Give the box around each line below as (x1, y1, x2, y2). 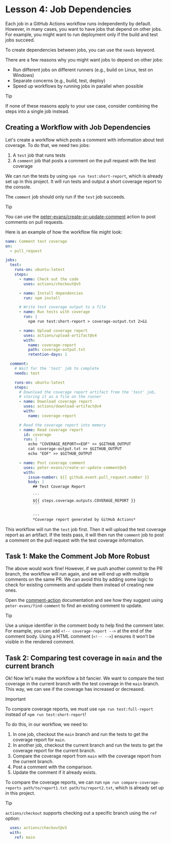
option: (5, 815, 20, 821)
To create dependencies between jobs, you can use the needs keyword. (5, 47, 156, 53)
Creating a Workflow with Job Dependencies (5, 123, 151, 132)
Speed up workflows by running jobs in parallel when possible (12, 83, 144, 89)
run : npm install (23, 296, 60, 301)
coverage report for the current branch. (12, 748, 96, 754)
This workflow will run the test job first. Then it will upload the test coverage (5, 526, 166, 532)
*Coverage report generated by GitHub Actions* (32, 517, 136, 522)
